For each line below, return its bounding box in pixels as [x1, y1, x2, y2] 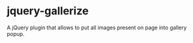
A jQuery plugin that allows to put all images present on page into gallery [7, 24, 187, 31]
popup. [7, 30, 25, 37]
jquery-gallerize [7, 4, 89, 18]
